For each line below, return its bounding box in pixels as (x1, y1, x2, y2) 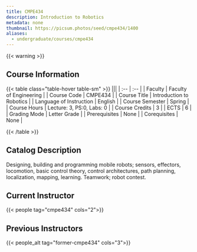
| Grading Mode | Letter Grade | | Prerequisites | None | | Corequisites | (6, 110, 178, 117)
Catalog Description (6, 146, 81, 156)
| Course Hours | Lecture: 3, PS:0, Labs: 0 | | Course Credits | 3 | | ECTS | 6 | (6, 104, 192, 111)
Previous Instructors (6, 223, 83, 234)
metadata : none (6, 20, 44, 25)
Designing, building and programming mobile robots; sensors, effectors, (6, 161, 181, 168)
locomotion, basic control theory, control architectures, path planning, (6, 167, 176, 175)
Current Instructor (6, 190, 75, 201)
